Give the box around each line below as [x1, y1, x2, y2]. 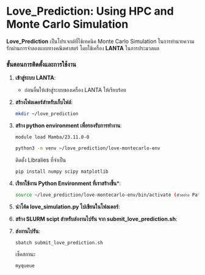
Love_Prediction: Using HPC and [6, 4, 174, 18]
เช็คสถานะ [15, 251, 35, 258]
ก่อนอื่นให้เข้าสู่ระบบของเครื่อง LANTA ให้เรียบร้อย [24, 86, 126, 94]
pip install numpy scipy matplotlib [15, 168, 109, 175]
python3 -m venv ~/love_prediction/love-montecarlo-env [15, 145, 160, 151]
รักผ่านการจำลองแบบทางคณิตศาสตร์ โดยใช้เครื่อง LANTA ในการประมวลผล [6, 44, 160, 51]
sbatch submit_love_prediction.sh [15, 239, 103, 246]
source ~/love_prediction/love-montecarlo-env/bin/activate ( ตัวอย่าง [15, 192, 190, 198]
